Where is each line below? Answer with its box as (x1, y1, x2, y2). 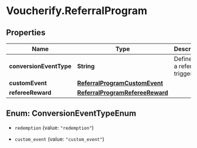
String (77, 62, 95, 70)
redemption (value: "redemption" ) (14, 124, 94, 131)
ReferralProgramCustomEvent (77, 79, 163, 87)
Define (174, 55, 192, 63)
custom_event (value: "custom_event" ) (14, 135, 104, 142)
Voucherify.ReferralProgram (6, 4, 148, 18)
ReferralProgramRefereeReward (77, 89, 168, 96)
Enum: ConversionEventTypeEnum (6, 109, 137, 119)
